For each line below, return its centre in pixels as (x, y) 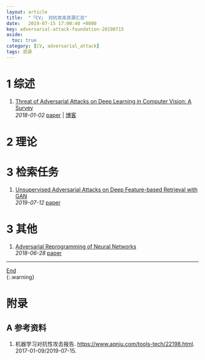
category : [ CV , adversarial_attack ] (53, 46)
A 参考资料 (27, 328)
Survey (24, 108)
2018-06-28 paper (38, 253)
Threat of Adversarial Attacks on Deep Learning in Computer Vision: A (103, 101)
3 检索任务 (33, 172)
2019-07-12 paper (38, 202)
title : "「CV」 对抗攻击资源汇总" (47, 18)
